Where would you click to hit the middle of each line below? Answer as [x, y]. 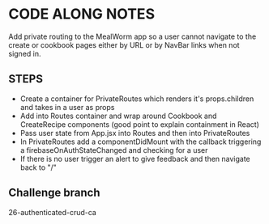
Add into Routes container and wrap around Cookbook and [118, 116]
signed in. [25, 53]
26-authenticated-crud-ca [53, 212]
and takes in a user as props [67, 107]
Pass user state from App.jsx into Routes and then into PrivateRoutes [135, 133]
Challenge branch [54, 193]
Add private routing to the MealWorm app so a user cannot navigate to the [132, 36]
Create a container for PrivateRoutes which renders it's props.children [137, 99]
